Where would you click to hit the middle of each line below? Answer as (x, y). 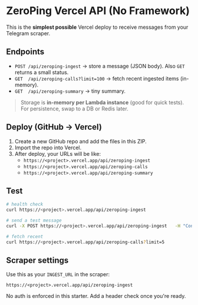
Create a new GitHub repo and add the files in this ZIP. (81, 141)
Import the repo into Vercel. (48, 148)
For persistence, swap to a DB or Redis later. (74, 108)
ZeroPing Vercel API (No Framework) (98, 11)
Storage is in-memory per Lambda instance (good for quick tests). (102, 102)
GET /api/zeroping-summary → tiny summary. (70, 91)
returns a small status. (42, 72)
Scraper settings (37, 261)
